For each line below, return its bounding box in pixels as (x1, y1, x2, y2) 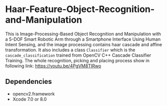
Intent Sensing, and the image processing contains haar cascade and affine (5, 41, 162, 47)
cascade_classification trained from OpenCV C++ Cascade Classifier (5, 52, 151, 58)
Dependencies (5, 77, 52, 86)
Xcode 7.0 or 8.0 (12, 96, 47, 102)
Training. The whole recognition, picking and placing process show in (5, 57, 150, 63)
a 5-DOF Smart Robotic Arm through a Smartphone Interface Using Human (5, 36, 161, 42)
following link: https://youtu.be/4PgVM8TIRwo (5, 63, 101, 69)
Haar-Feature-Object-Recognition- (5, 4, 155, 15)
